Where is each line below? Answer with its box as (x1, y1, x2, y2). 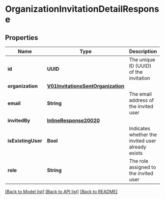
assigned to (129, 164, 156, 171)
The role (129, 158, 148, 164)
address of (129, 97, 154, 104)
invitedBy (7, 117, 30, 124)
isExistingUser (7, 138, 43, 144)
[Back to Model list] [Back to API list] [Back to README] (5, 189, 118, 195)
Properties (5, 33, 38, 42)
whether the (129, 131, 157, 138)
